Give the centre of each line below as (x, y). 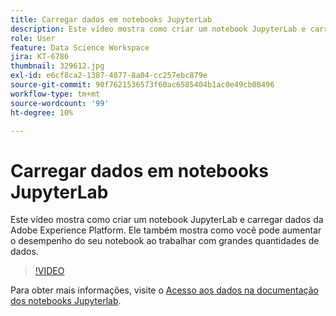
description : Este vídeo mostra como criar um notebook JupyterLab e (158, 29)
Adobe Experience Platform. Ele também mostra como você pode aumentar (166, 230)
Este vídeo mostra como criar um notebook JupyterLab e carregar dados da (167, 220)
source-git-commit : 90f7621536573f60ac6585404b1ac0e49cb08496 (142, 85)
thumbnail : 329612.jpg (57, 66)
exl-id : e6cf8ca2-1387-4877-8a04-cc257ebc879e (109, 76)
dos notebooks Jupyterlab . (66, 301)
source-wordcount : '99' (60, 103)
